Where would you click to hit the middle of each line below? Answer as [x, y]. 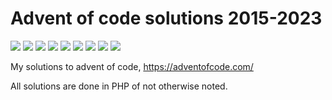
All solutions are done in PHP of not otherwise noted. [119, 86]
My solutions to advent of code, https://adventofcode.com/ [132, 66]
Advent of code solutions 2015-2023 [166, 18]
